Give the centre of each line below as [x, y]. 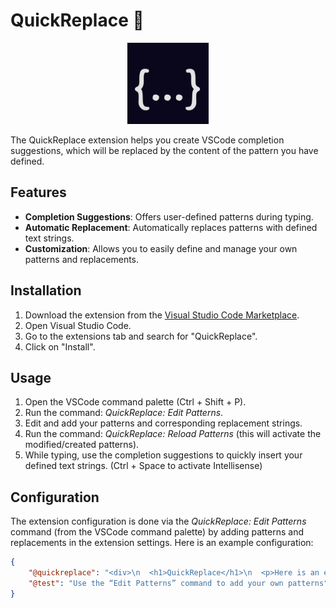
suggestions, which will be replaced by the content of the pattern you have [164, 150]
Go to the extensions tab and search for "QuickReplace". [141, 336]
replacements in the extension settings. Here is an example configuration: [162, 543]
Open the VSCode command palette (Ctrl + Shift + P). [135, 402]
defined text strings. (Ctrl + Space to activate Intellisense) [143, 466]
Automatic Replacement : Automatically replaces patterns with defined [171, 227]
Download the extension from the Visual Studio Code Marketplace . [162, 315]
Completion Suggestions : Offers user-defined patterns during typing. [169, 216]
